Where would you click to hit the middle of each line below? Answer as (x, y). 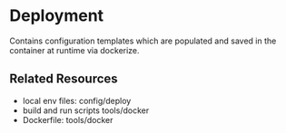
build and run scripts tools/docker (86, 110)
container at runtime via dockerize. (74, 50)
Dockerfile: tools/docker (68, 119)
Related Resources (64, 79)
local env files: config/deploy (77, 100)
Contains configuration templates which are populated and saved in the (143, 41)
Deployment (57, 16)
